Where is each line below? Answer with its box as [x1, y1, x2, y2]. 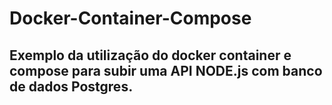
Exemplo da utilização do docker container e [9, 47, 292, 64]
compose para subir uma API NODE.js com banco [9, 62, 323, 79]
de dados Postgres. [9, 78, 134, 95]
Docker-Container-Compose [9, 7, 252, 30]
